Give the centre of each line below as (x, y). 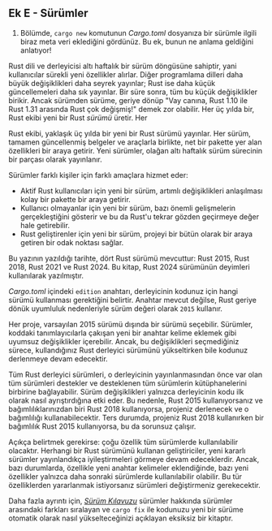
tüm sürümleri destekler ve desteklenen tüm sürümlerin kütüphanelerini (128, 383)
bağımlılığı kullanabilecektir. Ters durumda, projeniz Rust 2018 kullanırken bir (136, 417)
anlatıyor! (36, 50)
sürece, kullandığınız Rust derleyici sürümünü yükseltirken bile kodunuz (128, 350)
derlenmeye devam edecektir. (58, 358)
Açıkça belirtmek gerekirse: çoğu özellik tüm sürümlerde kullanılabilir (123, 442)
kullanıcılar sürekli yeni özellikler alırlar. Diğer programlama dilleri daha (126, 74)
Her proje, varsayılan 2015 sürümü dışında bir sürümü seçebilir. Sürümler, (131, 324)
